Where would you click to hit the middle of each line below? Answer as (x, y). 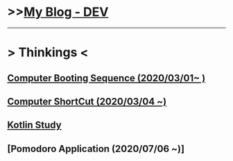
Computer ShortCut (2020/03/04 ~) (87, 101)
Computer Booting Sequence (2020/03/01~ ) (106, 78)
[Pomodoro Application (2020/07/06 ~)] (96, 149)
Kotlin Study (34, 125)
